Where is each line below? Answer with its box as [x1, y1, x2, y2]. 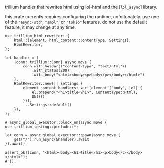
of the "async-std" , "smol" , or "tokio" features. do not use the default [5, 19, 147, 25]
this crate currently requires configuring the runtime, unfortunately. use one [5, 14, 159, 19]
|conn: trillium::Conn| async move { [14, 60, 92, 65]
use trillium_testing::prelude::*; [5, 124, 79, 129]
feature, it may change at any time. [5, 24, 76, 30]
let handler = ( [5, 55, 39, 60]
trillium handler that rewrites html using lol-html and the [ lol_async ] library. [5, 4, 157, 10]
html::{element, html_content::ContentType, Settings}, [14, 38, 132, 43]
